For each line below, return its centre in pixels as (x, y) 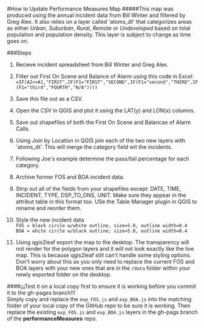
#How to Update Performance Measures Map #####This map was (90, 9)
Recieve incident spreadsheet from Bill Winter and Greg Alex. (92, 64)
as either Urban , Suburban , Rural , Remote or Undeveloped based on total (99, 28)
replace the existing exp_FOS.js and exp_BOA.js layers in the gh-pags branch (102, 312)
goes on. (18, 41)
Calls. (23, 129)
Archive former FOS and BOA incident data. (70, 177)
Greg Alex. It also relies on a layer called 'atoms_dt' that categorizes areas (99, 22)
